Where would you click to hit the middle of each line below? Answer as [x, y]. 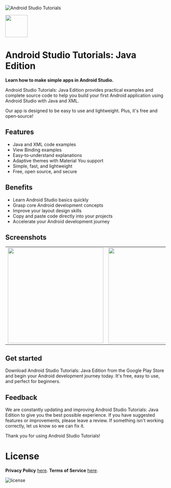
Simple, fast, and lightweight [42, 166]
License [22, 456]
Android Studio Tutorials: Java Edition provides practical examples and [79, 90]
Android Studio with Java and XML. [42, 101]
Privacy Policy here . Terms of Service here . [52, 470]
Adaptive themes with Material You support [58, 160]
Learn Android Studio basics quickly [51, 200]
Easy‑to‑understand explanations [47, 155]
